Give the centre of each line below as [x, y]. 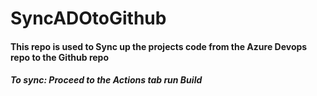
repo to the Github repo [59, 57]
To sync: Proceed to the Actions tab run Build [106, 80]
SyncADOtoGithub [88, 18]
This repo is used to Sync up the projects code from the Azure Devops [159, 46]
